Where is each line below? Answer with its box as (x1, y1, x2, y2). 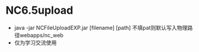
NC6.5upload (5, 4, 74, 17)
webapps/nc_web (19, 31, 64, 39)
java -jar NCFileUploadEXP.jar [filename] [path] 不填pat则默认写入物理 (14, 24, 188, 31)
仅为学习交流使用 (14, 39, 57, 46)
